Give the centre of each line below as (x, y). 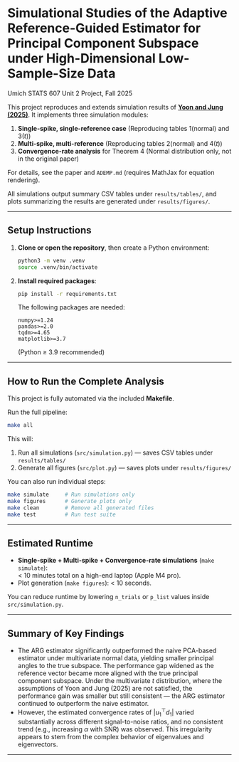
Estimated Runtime (51, 543)
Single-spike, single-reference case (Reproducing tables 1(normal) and (123, 128)
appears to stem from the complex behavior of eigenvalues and (111, 736)
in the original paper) (48, 159)
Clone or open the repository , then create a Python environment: (113, 248)
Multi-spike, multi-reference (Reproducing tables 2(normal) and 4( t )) (120, 143)
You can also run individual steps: (57, 482)
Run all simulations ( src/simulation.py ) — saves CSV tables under (115, 453)
